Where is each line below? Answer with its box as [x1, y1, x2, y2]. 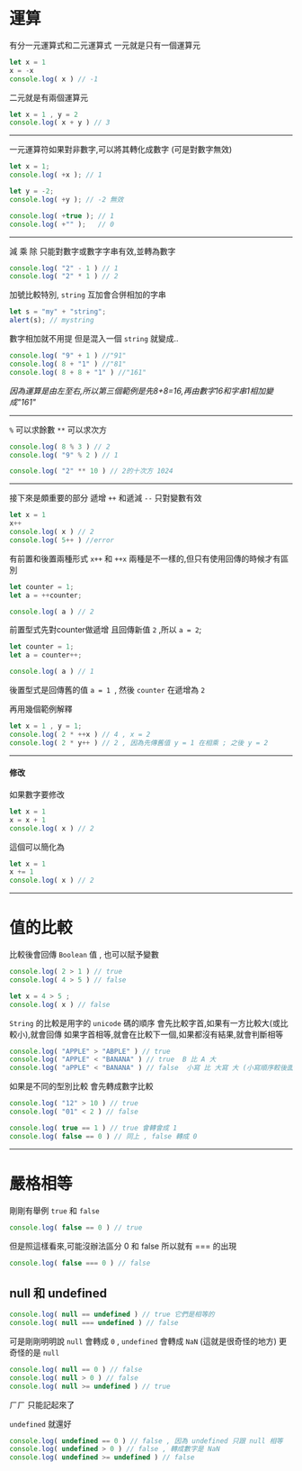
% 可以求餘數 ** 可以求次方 [9, 424, 108, 435]
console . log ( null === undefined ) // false [9, 1319, 179, 1328]
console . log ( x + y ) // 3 [9, 118, 111, 127]
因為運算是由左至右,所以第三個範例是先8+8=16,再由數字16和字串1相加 [9, 385, 266, 396]
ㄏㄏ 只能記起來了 [9, 1399, 75, 1410]
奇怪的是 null [9, 1347, 60, 1357]
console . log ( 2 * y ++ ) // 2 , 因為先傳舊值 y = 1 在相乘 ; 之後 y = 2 [9, 738, 269, 748]
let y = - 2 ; [9, 186, 54, 196]
